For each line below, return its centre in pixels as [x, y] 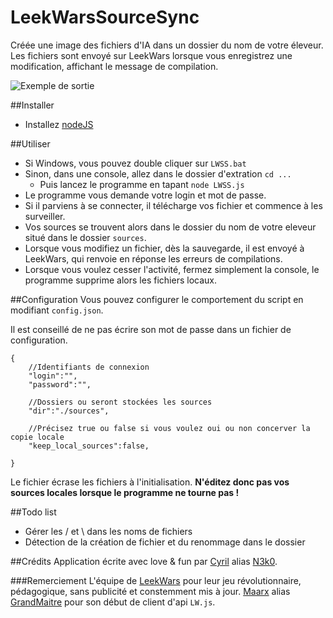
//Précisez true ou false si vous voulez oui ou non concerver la [169, 428]
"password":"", [60, 384]
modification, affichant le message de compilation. [114, 66]
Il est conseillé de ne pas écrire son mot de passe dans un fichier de [151, 329]
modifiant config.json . [57, 310]
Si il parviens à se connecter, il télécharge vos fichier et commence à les [173, 205]
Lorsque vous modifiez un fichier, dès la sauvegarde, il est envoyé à [164, 248]
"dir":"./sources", [69, 411]
